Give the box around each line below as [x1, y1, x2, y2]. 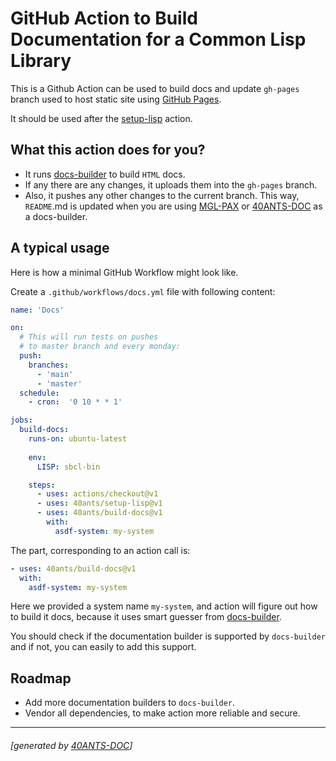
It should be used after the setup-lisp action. [10, 112, 193, 124]
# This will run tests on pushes [19, 332, 159, 342]
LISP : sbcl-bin [36, 462, 101, 472]
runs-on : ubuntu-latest [28, 434, 128, 444]
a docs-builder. [24, 210, 88, 222]
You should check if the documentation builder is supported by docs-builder [10, 630, 326, 642]
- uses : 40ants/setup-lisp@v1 [36, 498, 163, 509]
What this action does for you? [10, 142, 206, 159]
